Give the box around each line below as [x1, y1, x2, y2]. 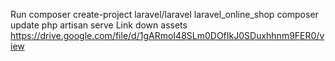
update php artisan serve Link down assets [10, 19, 188, 31]
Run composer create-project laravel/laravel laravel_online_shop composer [10, 9, 319, 20]
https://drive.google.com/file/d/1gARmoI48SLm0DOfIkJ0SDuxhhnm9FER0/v [10, 30, 325, 41]
